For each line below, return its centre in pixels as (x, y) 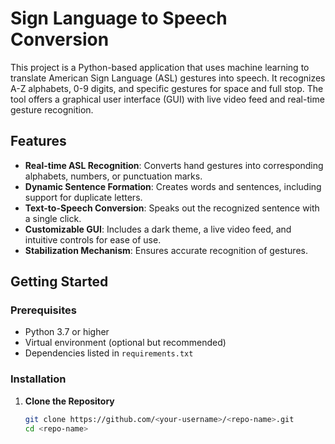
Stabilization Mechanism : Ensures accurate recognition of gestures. (166, 250)
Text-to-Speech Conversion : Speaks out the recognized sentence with (172, 208)
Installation (38, 379)
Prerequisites (43, 310)
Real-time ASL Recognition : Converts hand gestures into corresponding (174, 165)
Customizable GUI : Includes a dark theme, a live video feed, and (158, 229)
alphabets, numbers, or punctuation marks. (113, 176)
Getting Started (59, 282)
